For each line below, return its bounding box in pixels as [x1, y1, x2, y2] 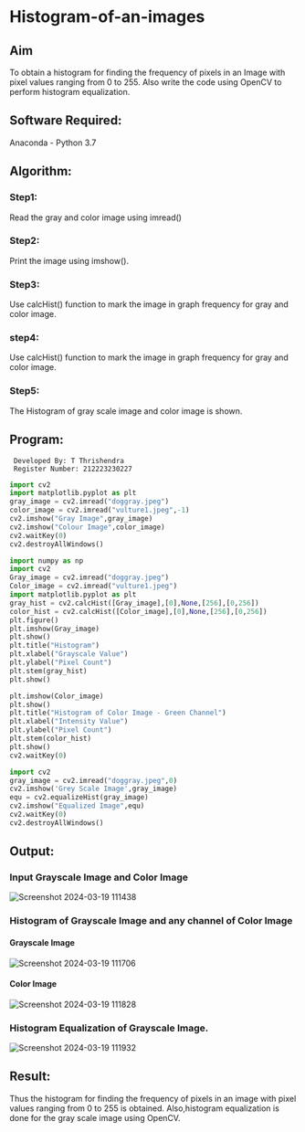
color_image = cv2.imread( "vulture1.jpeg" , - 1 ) [9, 505, 190, 515]
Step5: [9, 385, 40, 397]
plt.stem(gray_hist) [9, 666, 89, 675]
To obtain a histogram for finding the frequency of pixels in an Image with [9, 67, 286, 78]
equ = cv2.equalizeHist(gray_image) [9, 793, 149, 802]
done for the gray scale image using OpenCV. [9, 1112, 181, 1123]
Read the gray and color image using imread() [9, 212, 183, 223]
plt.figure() [9, 615, 59, 625]
